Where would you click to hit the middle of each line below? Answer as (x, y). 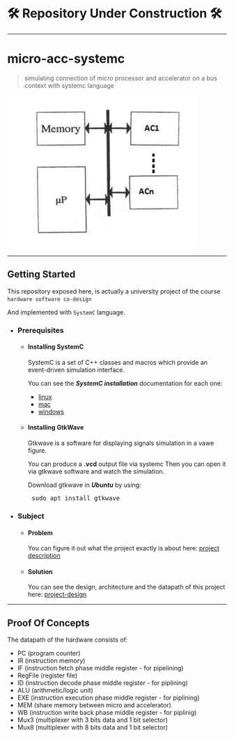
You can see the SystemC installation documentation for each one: (125, 383)
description (44, 556)
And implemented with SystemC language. (66, 312)
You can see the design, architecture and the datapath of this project (126, 587)
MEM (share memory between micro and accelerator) (94, 705)
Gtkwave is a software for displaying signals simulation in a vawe (121, 443)
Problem (40, 533)
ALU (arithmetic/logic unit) (55, 691)
